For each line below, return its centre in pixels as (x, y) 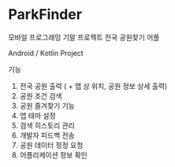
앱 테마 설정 (38, 115)
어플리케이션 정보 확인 (54, 154)
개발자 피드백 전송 (47, 135)
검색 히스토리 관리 (47, 125)
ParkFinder (45, 15)
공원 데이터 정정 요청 (51, 145)
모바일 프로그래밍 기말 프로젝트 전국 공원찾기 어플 (84, 37)
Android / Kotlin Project (46, 53)
